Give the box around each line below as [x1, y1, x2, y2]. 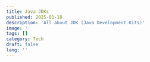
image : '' [6, 25, 31, 31]
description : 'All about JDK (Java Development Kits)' [6, 19, 145, 25]
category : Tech [6, 36, 44, 42]
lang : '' [6, 47, 28, 53]
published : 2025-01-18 [6, 14, 62, 20]
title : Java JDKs [6, 8, 49, 15]
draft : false [6, 42, 39, 48]
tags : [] [6, 31, 28, 37]
